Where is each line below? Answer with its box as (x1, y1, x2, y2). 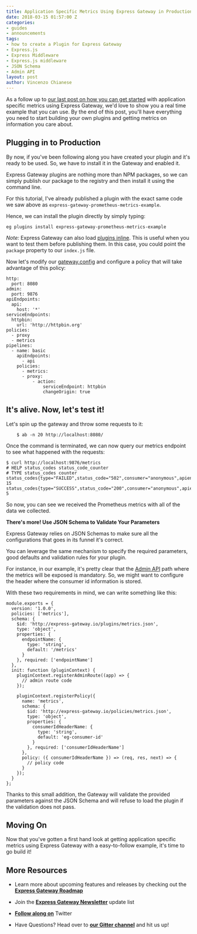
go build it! (6, 848, 32, 855)
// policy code (27, 759, 64, 766)
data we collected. (6, 507, 51, 514)
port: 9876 (11, 291, 38, 297)
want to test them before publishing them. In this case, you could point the (6, 240, 186, 247)
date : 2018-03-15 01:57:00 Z (6, 14, 77, 20)
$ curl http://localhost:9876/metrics (6, 460, 101, 466)
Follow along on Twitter (14, 910, 72, 917)
